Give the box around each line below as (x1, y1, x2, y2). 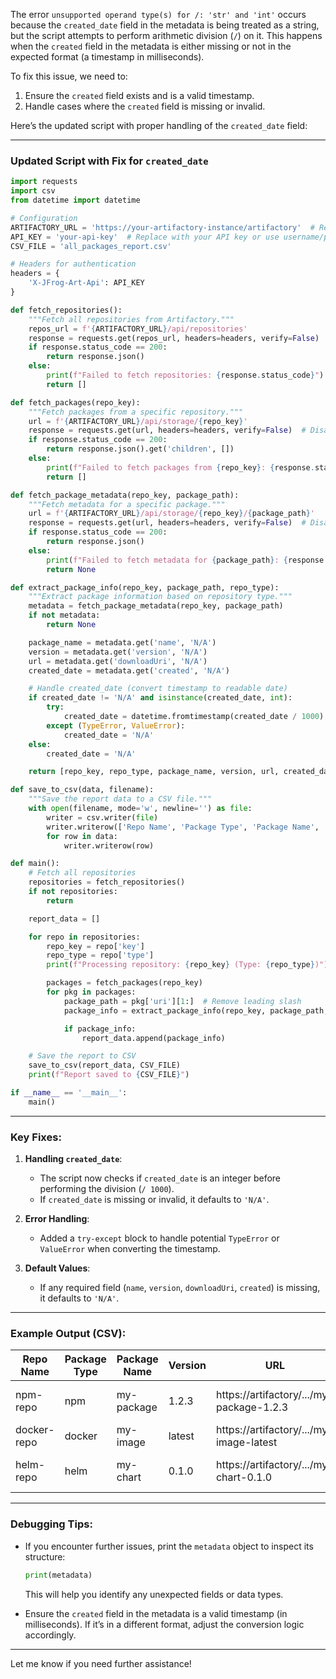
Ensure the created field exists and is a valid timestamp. (24, 90, 255, 101)
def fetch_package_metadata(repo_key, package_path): (10, 490, 240, 500)
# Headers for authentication (10, 259, 137, 269)
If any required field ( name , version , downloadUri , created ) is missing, (39, 1282, 321, 1294)
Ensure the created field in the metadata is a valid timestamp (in (24, 1607, 288, 1619)
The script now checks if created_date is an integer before (39, 1172, 282, 1184)
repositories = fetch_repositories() (28, 877, 186, 888)
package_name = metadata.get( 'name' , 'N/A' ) (28, 637, 217, 648)
